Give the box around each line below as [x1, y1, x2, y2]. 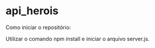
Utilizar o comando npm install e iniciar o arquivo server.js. [5, 35, 150, 42]
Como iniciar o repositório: [5, 24, 71, 31]
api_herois [5, 4, 59, 18]
